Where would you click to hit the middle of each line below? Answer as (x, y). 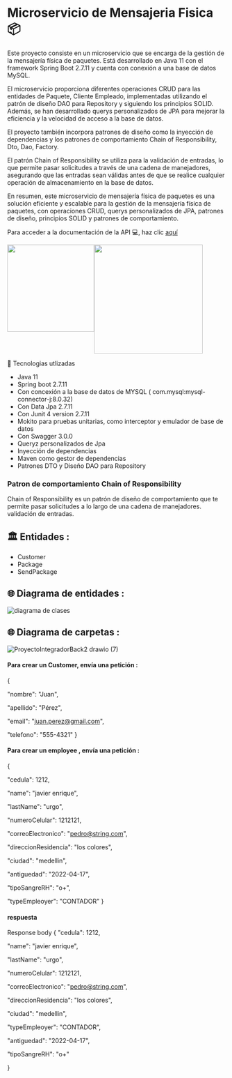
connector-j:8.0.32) (45, 399)
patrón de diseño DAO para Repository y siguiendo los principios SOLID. (110, 103)
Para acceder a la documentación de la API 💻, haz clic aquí (93, 232)
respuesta (22, 917)
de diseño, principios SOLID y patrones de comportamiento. (93, 218)
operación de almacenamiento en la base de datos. (81, 182)
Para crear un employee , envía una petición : (74, 750)
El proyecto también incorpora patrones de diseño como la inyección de (110, 132)
